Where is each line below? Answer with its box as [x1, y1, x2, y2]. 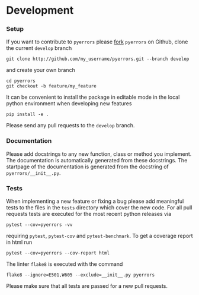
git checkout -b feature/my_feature [6, 83, 97, 89]
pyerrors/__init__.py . [6, 169, 61, 176]
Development [6, 4, 74, 17]
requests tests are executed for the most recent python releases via [6, 211, 172, 218]
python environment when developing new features [6, 100, 132, 107]
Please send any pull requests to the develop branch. [6, 122, 135, 129]
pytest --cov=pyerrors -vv [6, 222, 73, 228]
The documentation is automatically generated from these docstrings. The [6, 156, 188, 164]
